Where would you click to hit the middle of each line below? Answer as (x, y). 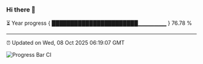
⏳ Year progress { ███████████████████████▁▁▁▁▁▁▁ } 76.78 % (99, 23)
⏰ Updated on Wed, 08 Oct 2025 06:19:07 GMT (66, 43)
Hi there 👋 (21, 10)
